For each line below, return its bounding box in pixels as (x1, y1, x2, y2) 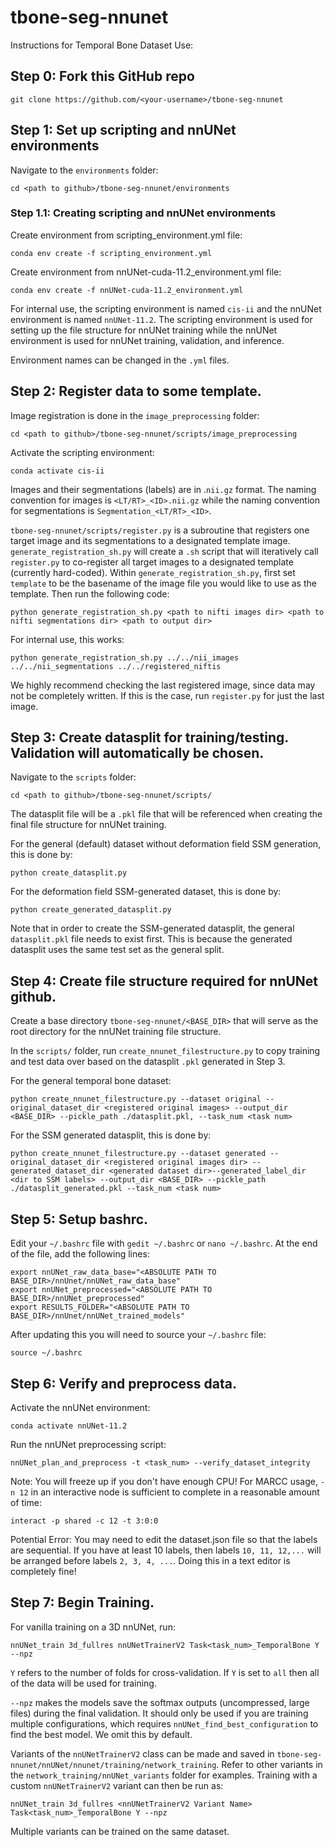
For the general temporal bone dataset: (10, 1075, 172, 1087)
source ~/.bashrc (10, 1348, 83, 1358)
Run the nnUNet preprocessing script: (10, 1438, 167, 1450)
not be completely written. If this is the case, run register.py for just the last (10, 689, 325, 701)
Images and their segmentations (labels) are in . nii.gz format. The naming (10, 483, 317, 495)
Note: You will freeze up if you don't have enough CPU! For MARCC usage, (10, 1475, 318, 1487)
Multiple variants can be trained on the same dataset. (10, 1825, 230, 1837)
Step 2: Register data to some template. (10, 383, 262, 400)
